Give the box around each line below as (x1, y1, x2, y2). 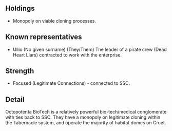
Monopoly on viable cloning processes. (12, 17, 97, 24)
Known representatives (5, 33, 82, 42)
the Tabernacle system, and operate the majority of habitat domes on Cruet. (5, 120, 166, 126)
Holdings (5, 4, 35, 13)
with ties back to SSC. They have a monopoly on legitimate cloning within (5, 114, 161, 120)
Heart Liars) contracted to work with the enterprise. (12, 51, 122, 58)
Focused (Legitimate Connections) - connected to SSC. (12, 80, 130, 86)
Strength (5, 67, 34, 76)
